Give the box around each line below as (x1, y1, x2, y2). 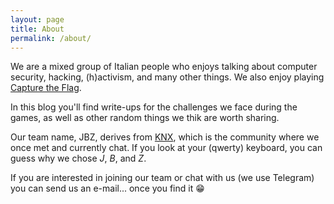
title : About (10, 24, 65, 34)
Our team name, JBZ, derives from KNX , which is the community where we (10, 131, 320, 143)
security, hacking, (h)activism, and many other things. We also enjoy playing (10, 71, 325, 83)
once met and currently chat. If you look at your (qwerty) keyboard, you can (10, 142, 323, 154)
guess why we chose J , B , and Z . (10, 152, 147, 165)
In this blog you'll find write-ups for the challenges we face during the (10, 101, 298, 113)
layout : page (10, 14, 65, 25)
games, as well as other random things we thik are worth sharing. (10, 112, 280, 124)
